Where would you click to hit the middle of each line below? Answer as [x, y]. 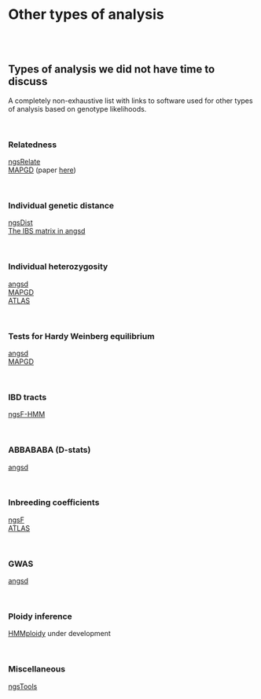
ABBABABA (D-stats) [50, 450]
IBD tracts [28, 397]
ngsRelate [24, 162]
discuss [28, 81]
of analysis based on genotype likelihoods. [77, 109]
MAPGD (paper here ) [42, 170]
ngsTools [23, 686]
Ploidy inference [40, 616]
